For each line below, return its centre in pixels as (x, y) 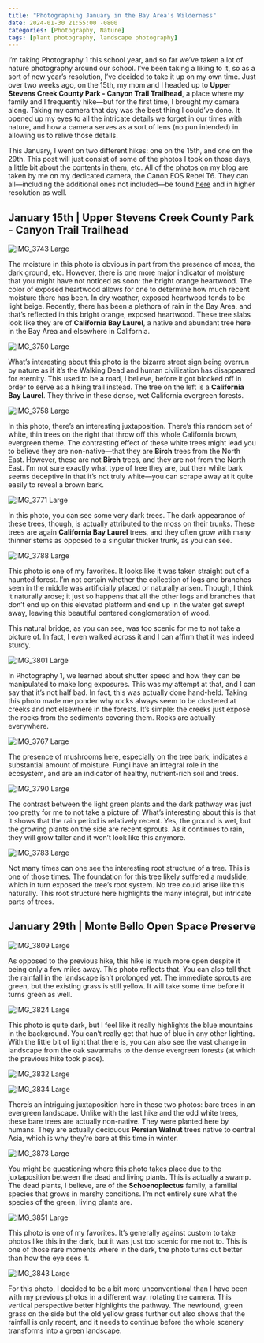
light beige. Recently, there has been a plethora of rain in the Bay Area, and (130, 306)
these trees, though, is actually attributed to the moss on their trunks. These (131, 524)
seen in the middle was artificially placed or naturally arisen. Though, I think (131, 588)
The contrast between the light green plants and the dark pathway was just (130, 804)
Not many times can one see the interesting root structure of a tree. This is (129, 868)
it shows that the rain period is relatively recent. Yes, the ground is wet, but (130, 821)
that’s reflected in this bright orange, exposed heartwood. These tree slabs (129, 315)
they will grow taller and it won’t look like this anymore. (97, 838)
